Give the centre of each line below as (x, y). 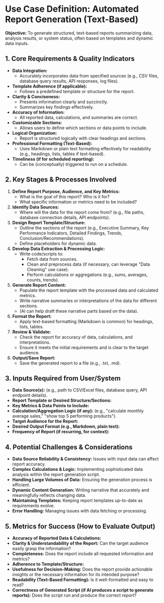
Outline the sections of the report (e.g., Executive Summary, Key (84, 228)
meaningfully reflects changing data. (49, 495)
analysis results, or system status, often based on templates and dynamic (79, 38)
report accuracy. (29, 464)
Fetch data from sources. (52, 259)
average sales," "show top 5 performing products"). (64, 416)
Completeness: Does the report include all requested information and (82, 554)
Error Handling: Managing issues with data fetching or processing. (80, 511)
